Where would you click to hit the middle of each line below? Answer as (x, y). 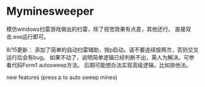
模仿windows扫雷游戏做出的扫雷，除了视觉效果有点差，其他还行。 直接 (96, 29)
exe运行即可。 (31, 36)
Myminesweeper (50, 11)
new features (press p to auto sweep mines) (62, 77)
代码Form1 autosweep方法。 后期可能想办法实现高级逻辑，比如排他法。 (101, 65)
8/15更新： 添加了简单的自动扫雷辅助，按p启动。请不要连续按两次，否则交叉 (102, 50)
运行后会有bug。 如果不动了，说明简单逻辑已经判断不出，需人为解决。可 (98, 57)
